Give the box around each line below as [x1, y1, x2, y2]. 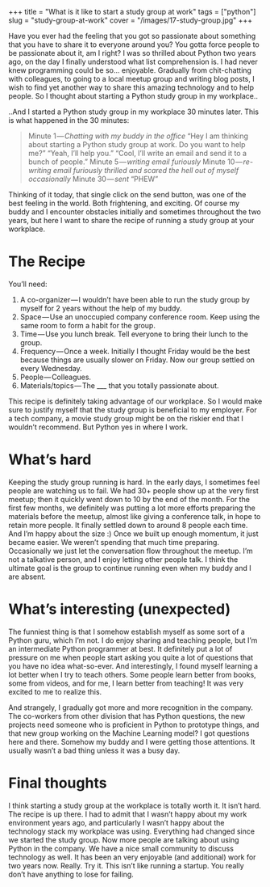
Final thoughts [8, 774, 107, 792]
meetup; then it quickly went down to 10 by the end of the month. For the [8, 494, 250, 504]
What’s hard [8, 450, 92, 469]
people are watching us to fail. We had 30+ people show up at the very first [8, 485, 260, 496]
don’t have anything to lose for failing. [8, 869, 135, 879]
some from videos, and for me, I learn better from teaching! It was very [8, 678, 244, 688]
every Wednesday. [19, 363, 82, 373]
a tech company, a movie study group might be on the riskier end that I [8, 413, 244, 423]
